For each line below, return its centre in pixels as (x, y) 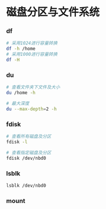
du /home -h (21, 93)
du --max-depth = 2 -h (32, 109)
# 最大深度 (18, 104)
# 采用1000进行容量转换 (32, 54)
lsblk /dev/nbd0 (26, 185)
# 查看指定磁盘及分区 (29, 152)
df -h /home (21, 49)
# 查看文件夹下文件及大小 (33, 87)
